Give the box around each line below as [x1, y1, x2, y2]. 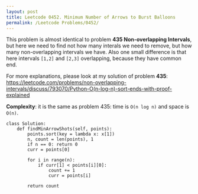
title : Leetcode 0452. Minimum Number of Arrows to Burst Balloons [6, 14, 176, 20]
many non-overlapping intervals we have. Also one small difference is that [6, 49, 187, 56]
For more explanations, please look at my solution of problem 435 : [6, 72, 168, 80]
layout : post [6, 8, 38, 15]
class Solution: [6, 121, 46, 127]
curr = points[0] [27, 147, 70, 153]
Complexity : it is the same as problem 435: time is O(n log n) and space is [6, 103, 189, 110]
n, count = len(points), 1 [27, 136, 94, 142]
